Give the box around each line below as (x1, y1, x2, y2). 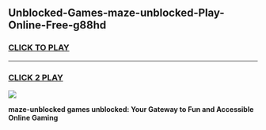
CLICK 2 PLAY (8, 72, 63, 83)
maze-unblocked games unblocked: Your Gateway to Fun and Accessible (8, 104, 254, 113)
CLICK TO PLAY (8, 43, 70, 54)
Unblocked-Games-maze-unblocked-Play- (8, 6, 225, 20)
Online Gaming (8, 113, 59, 122)
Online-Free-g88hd (8, 19, 107, 32)
